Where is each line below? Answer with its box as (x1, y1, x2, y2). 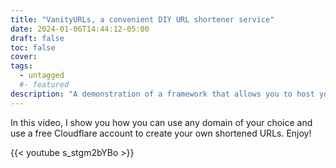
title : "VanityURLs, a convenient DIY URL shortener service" (10, 14, 275, 25)
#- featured (19, 80, 70, 90)
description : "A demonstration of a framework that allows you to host (10, 89, 315, 99)
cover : (10, 52, 38, 62)
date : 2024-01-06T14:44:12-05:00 (10, 24, 150, 34)
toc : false (10, 42, 56, 53)
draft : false (10, 33, 65, 43)
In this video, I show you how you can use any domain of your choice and (10, 116, 313, 128)
